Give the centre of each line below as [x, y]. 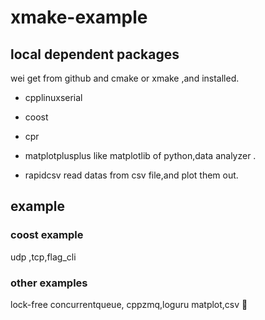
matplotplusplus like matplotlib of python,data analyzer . [140, 155]
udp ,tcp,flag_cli [43, 257]
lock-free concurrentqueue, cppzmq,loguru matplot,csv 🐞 [129, 304]
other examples [49, 283]
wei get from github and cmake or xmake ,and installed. [125, 78]
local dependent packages [95, 54]
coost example [47, 235]
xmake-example [79, 17]
